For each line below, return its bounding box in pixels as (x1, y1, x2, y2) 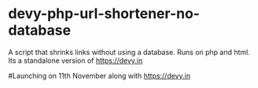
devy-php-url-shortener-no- (8, 5, 201, 23)
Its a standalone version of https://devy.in (8, 56, 143, 65)
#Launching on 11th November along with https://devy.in (8, 71, 191, 80)
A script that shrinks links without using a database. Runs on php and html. (8, 47, 250, 57)
